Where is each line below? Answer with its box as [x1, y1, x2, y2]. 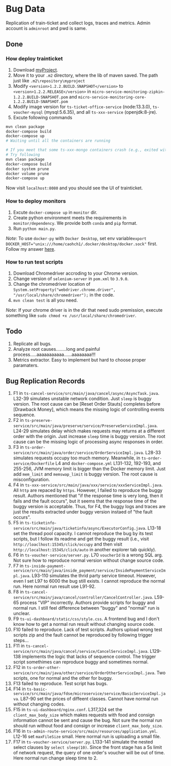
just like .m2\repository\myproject [13, 77, 85, 84]
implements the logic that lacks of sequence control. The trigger [21, 653, 156, 660]
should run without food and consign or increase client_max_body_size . [13, 723, 163, 729]
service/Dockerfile [13, 461, 55, 467]
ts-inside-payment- [24, 564, 66, 569]
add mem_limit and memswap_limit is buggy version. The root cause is [13, 471, 158, 477]
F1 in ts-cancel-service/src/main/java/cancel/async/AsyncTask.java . [13, 390, 159, 396]
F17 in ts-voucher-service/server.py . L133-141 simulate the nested [13, 739, 153, 745]
